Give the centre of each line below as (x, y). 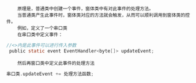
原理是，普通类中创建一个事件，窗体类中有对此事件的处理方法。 (85, 9)
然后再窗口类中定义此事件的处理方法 (56, 63)
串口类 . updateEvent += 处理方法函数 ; (50, 74)
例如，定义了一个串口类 (42, 28)
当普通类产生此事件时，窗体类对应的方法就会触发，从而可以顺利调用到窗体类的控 (104, 15)
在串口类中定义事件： (40, 35)
